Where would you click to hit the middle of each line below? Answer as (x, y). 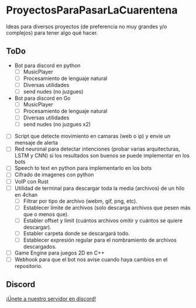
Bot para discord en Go (43, 98)
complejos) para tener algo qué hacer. (52, 32)
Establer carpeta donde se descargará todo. (76, 233)
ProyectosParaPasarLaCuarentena (92, 10)
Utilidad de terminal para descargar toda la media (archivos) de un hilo (99, 188)
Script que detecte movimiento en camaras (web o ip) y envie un (92, 136)
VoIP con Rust (31, 181)
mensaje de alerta (36, 143)
